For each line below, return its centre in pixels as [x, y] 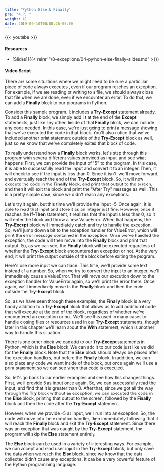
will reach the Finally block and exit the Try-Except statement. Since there [80, 423]
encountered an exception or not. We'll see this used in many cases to [76, 316]
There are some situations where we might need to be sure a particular [77, 81]
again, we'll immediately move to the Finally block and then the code [74, 286]
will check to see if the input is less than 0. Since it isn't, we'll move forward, [82, 173]
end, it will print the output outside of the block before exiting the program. [80, 256]
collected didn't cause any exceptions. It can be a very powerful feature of [80, 459]
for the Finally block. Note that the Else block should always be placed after [82, 352]
